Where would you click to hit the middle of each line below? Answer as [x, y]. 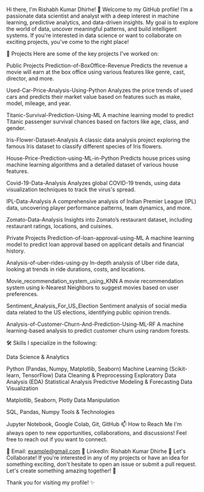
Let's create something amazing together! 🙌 [62, 471]
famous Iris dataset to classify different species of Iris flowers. [84, 146]
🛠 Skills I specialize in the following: [52, 343]
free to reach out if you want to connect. [57, 439]
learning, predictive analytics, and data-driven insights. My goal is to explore [102, 22]
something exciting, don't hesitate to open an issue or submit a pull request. [101, 464]
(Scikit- [178, 369]
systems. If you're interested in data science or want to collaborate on [94, 35]
